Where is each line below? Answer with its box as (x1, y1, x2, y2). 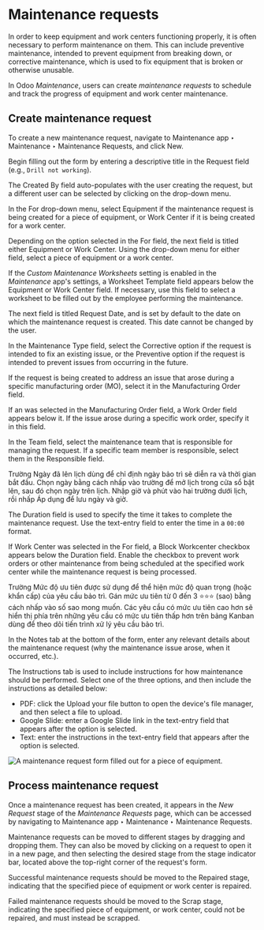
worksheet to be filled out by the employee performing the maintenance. (8, 293, 244, 303)
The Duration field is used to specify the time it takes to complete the (8, 510, 232, 519)
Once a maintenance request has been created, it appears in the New (8, 800, 234, 809)
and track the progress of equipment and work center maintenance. (8, 88, 229, 98)
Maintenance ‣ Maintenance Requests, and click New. (8, 141, 184, 151)
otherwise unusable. (8, 65, 75, 74)
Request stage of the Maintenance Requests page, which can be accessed (8, 808, 252, 818)
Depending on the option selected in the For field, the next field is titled (8, 235, 239, 246)
